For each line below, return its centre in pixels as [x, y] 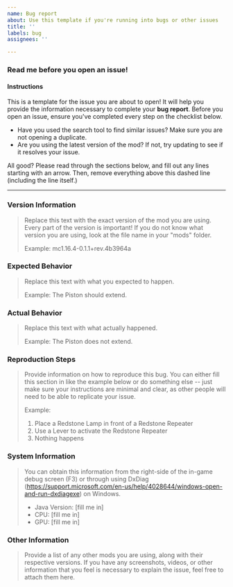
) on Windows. [100, 493]
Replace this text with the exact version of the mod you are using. [118, 220]
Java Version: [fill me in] [69, 507]
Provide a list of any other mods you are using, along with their [113, 555]
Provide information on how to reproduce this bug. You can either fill [122, 374]
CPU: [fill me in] [57, 514]
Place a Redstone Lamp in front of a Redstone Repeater [114, 424]
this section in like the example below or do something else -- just [118, 382]
